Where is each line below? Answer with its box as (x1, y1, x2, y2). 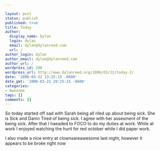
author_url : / (5, 61, 34, 66)
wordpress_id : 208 (5, 66, 42, 70)
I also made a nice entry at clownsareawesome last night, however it (5, 135, 142, 141)
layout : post (5, 11, 32, 16)
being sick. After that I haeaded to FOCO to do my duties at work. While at (5, 121, 154, 127)
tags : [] (5, 93, 23, 98)
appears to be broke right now (5, 140, 66, 146)
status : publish (5, 16, 38, 21)
